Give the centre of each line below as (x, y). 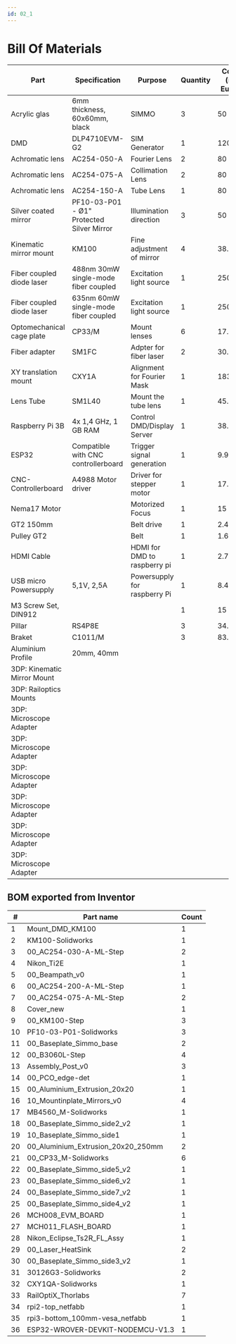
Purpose (152, 80)
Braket (22, 637)
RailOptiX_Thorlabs (58, 1295)
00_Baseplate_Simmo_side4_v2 (79, 1204)
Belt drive (146, 524)
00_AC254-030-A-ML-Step (76, 952)
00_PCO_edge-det (58, 1078)
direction (145, 219)
